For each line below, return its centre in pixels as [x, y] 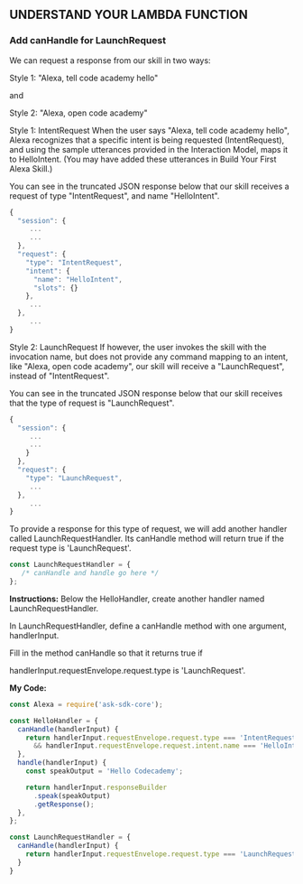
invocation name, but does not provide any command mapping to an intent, [149, 357]
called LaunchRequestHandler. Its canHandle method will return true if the [147, 539]
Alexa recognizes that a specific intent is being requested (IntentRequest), [147, 140]
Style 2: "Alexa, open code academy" [78, 113]
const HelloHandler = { [54, 721]
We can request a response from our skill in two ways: [110, 60]
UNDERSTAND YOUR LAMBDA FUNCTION [129, 15]
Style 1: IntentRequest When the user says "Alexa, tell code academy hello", [150, 130]
